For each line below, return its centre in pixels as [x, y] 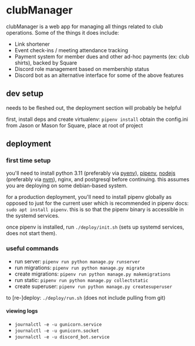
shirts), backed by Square [46, 63]
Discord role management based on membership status [82, 69]
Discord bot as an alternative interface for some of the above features [99, 75]
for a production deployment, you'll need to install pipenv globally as [89, 197]
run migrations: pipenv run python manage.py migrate [80, 267]
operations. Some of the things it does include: [63, 32]
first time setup [28, 161]
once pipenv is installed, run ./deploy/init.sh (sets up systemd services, [95, 227]
